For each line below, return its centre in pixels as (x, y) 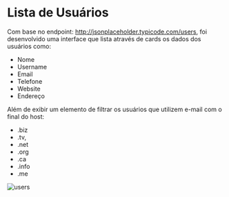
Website (29, 89)
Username (32, 67)
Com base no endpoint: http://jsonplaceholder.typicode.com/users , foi (107, 32)
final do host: (26, 116)
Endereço (31, 96)
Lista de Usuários (58, 13)
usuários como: (29, 46)
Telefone (30, 81)
